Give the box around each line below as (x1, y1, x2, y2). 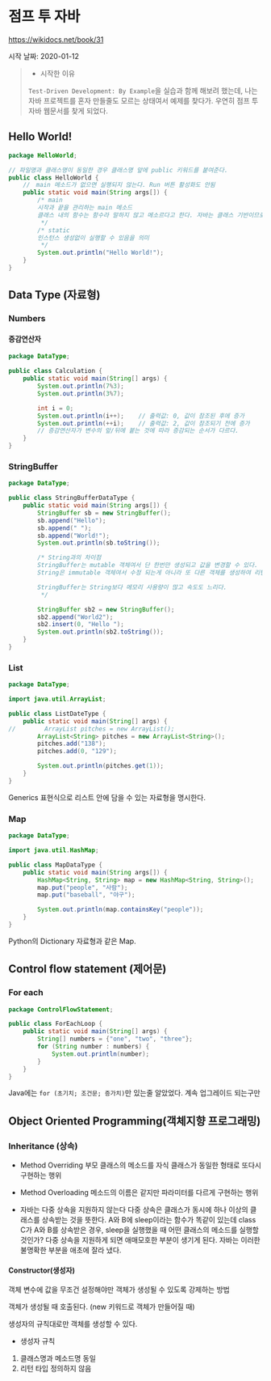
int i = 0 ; (37, 404, 74, 413)
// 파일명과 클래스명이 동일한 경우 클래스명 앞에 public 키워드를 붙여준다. (8, 166, 228, 174)
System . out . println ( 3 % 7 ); (37, 389, 125, 397)
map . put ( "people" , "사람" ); (37, 883, 128, 892)
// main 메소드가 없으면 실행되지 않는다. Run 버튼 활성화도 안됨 (23, 181, 216, 189)
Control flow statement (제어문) (8, 962, 167, 976)
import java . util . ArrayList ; (8, 695, 106, 704)
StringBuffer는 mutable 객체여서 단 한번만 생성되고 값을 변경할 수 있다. (37, 561, 258, 570)
